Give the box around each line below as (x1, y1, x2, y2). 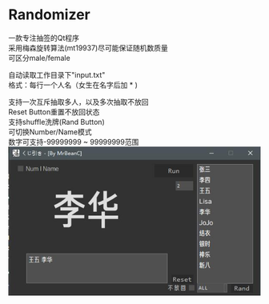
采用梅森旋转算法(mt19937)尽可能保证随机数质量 (8, 42, 168, 53)
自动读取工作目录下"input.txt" (8, 70, 106, 79)
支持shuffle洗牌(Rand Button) (8, 117, 106, 126)
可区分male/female (8, 53, 70, 62)
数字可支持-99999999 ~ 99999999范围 (8, 137, 139, 146)
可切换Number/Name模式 (8, 126, 92, 137)
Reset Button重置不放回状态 (8, 106, 100, 117)
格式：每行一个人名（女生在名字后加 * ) (8, 80, 138, 90)
